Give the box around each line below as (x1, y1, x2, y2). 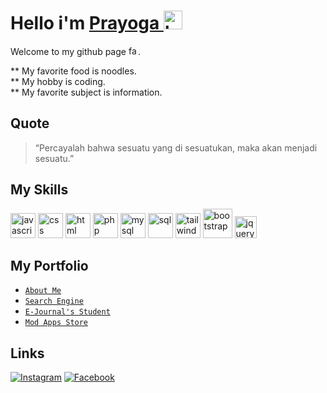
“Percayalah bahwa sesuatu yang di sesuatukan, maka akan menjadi (34, 141, 318, 154)
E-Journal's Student (24, 307, 111, 317)
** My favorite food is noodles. (10, 65, 137, 77)
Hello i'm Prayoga (10, 12, 160, 35)
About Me (24, 286, 62, 296)
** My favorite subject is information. (10, 86, 163, 98)
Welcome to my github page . (10, 45, 141, 57)
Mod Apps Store (24, 318, 89, 328)
